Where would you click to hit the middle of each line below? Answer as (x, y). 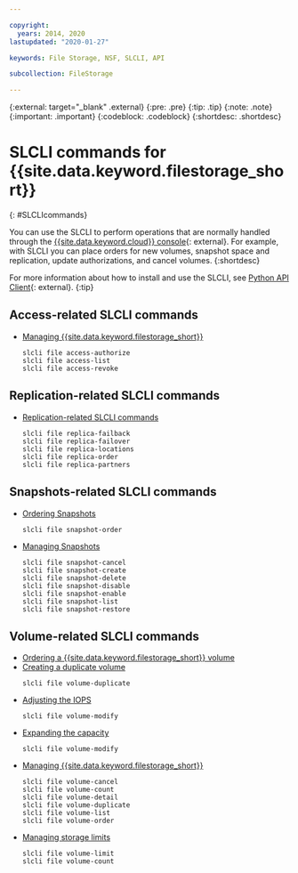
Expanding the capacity (65, 733)
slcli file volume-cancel (70, 782)
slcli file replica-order (70, 457)
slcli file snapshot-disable (76, 586)
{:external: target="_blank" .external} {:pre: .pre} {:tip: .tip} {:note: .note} (141, 107)
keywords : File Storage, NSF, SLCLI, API (87, 58)
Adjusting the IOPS (56, 700)
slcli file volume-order (68, 821)
